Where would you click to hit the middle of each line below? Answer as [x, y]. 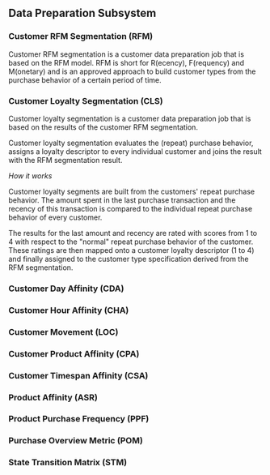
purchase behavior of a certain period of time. [85, 79]
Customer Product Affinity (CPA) [74, 353]
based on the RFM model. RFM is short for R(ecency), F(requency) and [127, 62]
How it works [30, 175]
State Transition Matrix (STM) [68, 463]
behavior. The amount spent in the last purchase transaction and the [122, 200]
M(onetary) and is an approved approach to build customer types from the [132, 71]
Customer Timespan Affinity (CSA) [78, 375]
